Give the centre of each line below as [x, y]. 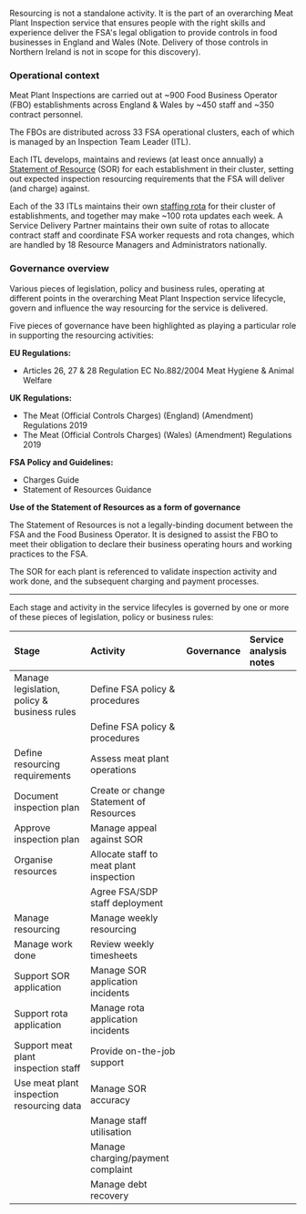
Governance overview [59, 269]
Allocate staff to [124, 853]
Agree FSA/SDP [124, 892]
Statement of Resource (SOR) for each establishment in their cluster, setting [152, 169]
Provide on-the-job [133, 1051]
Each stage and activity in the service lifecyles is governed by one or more [149, 607]
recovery [110, 1195]
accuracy [110, 1099]
